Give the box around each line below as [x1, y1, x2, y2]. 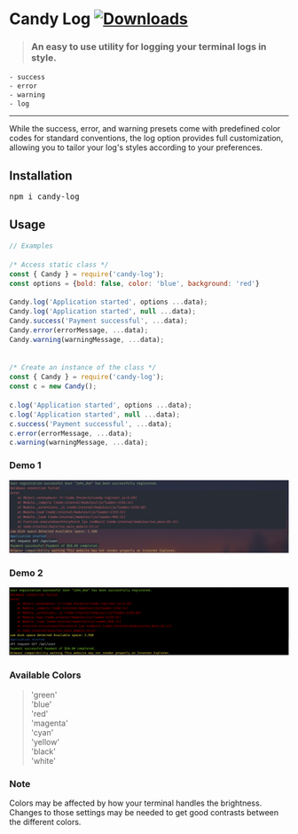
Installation [9, 168, 73, 183]
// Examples [9, 242, 53, 250]
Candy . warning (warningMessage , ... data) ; [9, 335, 165, 344]
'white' [30, 755, 56, 766]
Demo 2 [9, 567, 43, 579]
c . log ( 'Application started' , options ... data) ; [9, 401, 192, 409]
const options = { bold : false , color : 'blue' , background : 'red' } [9, 279, 260, 288]
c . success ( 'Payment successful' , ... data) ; [9, 419, 173, 428]
